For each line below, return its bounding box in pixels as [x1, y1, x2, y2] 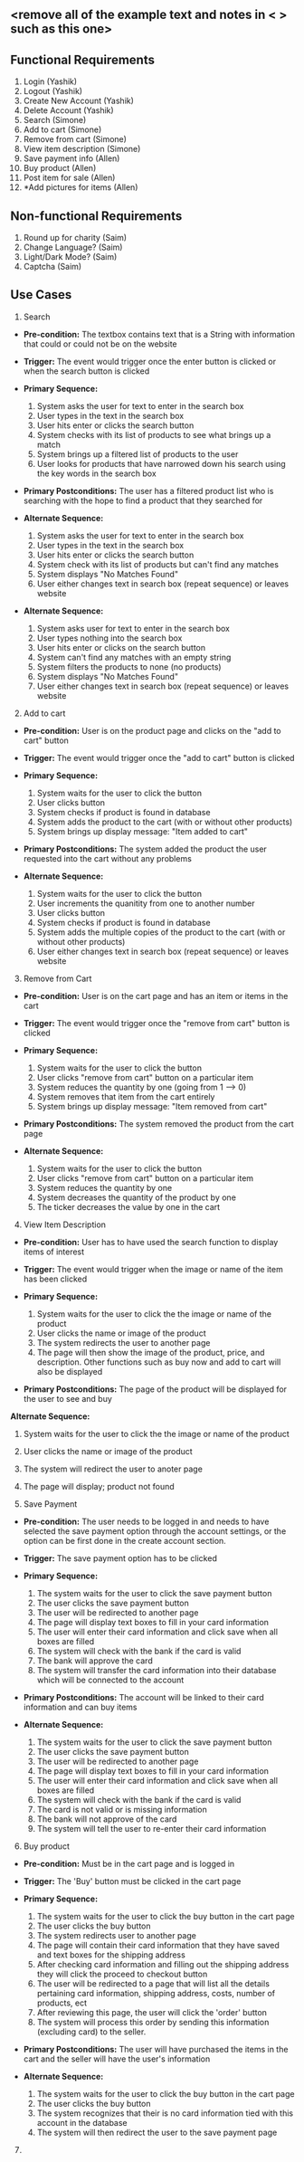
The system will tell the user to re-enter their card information [36, 1823, 267, 1833]
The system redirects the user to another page [36, 1337, 211, 1348]
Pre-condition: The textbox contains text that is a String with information [23, 329, 296, 339]
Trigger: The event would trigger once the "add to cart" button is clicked [23, 752, 295, 763]
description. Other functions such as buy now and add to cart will [36, 1357, 281, 1367]
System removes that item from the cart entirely [36, 1091, 215, 1102]
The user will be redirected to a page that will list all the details [36, 1977, 271, 1989]
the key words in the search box [36, 468, 157, 479]
